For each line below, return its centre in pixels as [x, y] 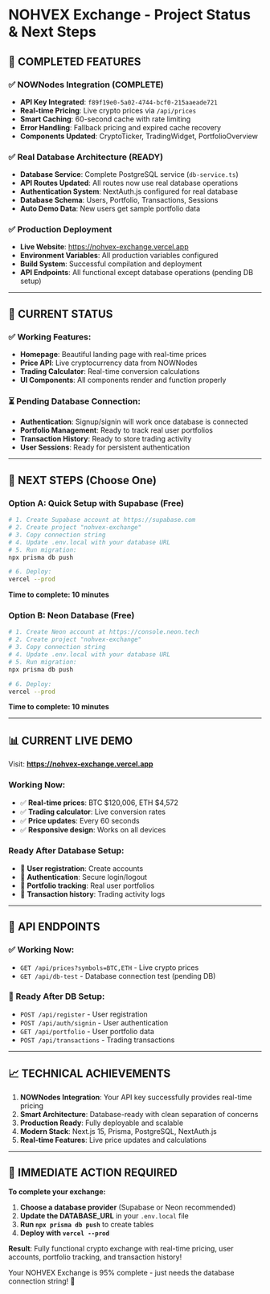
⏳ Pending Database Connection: [74, 401]
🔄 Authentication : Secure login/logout [83, 877]
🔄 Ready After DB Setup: [57, 996]
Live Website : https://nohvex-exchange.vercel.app [104, 247]
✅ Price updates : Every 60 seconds [80, 820]
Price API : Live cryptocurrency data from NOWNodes [109, 363]
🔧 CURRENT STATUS [61, 314]
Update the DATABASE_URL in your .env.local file [104, 1216]
